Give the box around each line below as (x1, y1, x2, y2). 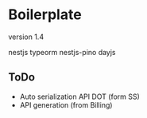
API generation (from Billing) (19, 100, 113, 109)
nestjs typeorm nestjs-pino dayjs (8, 47, 117, 57)
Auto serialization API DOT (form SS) (19, 92, 141, 101)
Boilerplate (8, 6, 82, 24)
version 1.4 (8, 32, 44, 41)
